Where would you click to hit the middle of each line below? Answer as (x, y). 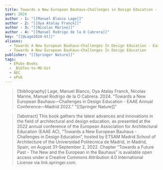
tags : (10, 59)
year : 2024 (16, 14)
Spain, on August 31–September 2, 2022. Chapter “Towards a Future (85, 147)
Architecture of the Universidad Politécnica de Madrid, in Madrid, (82, 142)
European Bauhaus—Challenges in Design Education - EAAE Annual (85, 101)
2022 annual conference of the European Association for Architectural (87, 126)
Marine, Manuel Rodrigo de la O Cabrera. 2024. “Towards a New (81, 96)
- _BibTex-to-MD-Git (30, 68)
